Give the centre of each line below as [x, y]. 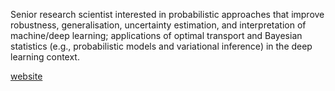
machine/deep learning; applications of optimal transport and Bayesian [156, 35]
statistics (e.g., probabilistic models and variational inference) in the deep [161, 46]
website [26, 76]
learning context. [45, 57]
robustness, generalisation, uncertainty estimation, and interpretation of [158, 25]
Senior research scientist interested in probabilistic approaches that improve [167, 14]
